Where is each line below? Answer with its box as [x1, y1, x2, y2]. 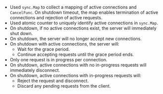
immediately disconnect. [9, 67, 60, 73]
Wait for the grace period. [17, 47, 70, 52]
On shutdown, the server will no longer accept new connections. [9, 36, 142, 42]
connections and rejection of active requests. [9, 15, 103, 20]
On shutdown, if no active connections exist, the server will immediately [9, 25, 157, 31]
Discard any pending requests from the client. [17, 83, 111, 89]
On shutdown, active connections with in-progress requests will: [9, 73, 142, 78]
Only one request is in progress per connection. [9, 57, 108, 62]
